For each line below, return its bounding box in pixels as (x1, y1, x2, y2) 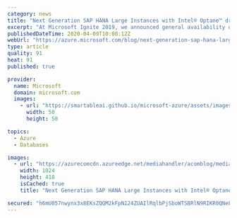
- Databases (13, 141, 49, 149)
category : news (7, 10, 52, 18)
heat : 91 (7, 57, 33, 64)
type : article (7, 43, 49, 50)
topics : (7, 128, 30, 135)
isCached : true (20, 180, 65, 188)
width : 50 (25, 109, 55, 116)
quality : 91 (7, 50, 42, 57)
